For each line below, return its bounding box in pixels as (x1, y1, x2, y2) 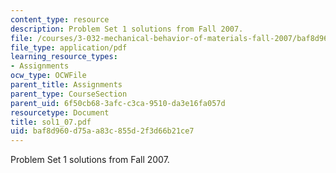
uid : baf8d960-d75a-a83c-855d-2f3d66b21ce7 (10, 126, 195, 136)
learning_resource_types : (10, 52, 118, 62)
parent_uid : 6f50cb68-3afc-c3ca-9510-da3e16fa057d (10, 98, 226, 108)
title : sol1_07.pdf (10, 117, 92, 127)
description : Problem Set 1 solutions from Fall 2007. (10, 24, 244, 34)
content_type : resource (10, 14, 110, 25)
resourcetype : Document (10, 107, 110, 118)
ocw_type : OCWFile (10, 71, 87, 81)
